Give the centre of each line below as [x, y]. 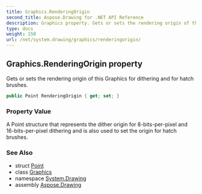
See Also [20, 153]
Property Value [29, 111]
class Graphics [33, 172]
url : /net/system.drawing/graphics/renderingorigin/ [74, 40]
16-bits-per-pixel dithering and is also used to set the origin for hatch [92, 130]
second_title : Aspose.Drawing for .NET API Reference [75, 17]
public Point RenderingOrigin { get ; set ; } [63, 96]
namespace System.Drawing [50, 178]
